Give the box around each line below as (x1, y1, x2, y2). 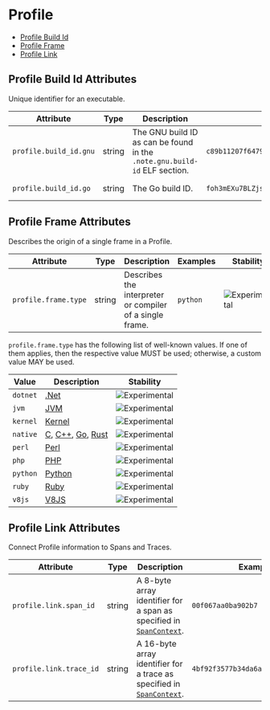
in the (132, 146, 154, 157)
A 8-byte (136, 575, 172, 586)
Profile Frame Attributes (8, 215, 131, 229)
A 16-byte (136, 639, 177, 650)
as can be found (132, 137, 194, 148)
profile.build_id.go (12, 183, 91, 193)
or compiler (124, 299, 167, 310)
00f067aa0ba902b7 (191, 601, 259, 610)
